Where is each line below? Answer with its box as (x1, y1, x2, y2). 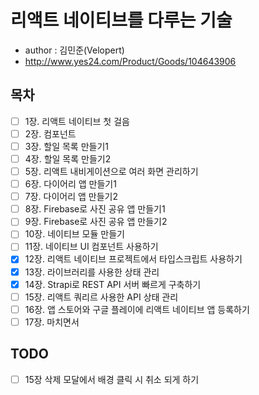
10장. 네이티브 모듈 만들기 (24, 228, 125, 240)
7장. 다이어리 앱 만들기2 (24, 191, 119, 203)
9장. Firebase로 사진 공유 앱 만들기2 (24, 216, 168, 228)
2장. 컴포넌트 (24, 127, 77, 140)
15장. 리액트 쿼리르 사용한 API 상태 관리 (24, 291, 179, 303)
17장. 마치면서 (24, 316, 80, 328)
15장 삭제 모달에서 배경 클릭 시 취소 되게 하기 (24, 373, 200, 385)
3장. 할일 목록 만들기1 (24, 140, 110, 152)
